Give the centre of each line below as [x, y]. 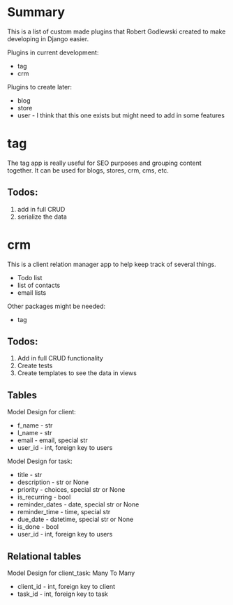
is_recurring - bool [44, 497]
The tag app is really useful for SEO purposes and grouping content [104, 163]
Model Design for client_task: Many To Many [71, 573]
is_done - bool [38, 527]
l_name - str [35, 433]
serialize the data [42, 217]
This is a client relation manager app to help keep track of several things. [112, 264]
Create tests [35, 366]
